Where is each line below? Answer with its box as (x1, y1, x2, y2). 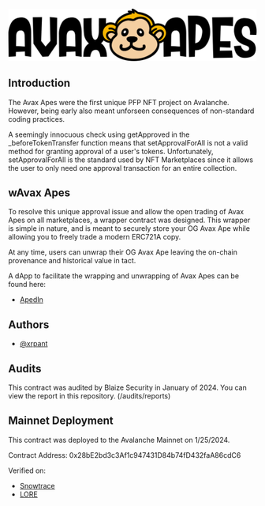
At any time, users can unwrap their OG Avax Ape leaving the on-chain (8, 247, 238, 257)
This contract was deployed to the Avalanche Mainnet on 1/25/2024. (8, 435, 230, 444)
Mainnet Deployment (8, 414, 114, 428)
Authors (8, 318, 50, 331)
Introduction (8, 77, 71, 90)
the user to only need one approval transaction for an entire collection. (8, 163, 237, 172)
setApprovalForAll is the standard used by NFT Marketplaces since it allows (8, 155, 254, 164)
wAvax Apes (8, 187, 71, 200)
